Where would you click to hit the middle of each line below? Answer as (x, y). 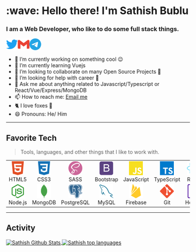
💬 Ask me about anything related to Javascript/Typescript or (87, 84)
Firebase (136, 202)
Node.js (18, 202)
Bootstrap (106, 179)
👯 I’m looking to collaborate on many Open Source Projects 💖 (88, 72)
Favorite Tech (32, 138)
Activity (21, 228)
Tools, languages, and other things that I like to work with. (90, 152)
